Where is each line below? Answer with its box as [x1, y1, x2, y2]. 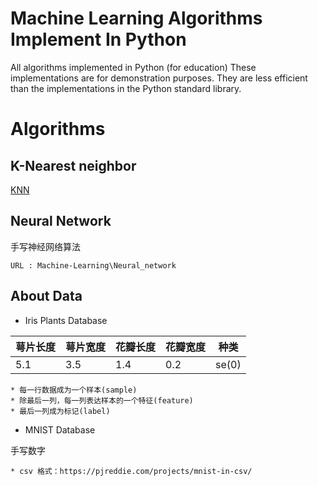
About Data [10, 288, 83, 305]
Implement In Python [10, 28, 187, 51]
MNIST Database [24, 423, 96, 436]
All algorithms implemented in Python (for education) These [10, 61, 257, 73]
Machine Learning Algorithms [10, 7, 263, 30]
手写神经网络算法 [10, 240, 81, 252]
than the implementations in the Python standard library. [10, 82, 242, 94]
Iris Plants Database [24, 314, 108, 326]
